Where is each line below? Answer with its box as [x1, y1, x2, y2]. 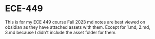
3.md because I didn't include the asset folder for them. [5, 29, 117, 35]
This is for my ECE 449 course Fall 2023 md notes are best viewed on [5, 19, 145, 25]
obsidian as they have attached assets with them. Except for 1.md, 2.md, [5, 24, 150, 30]
